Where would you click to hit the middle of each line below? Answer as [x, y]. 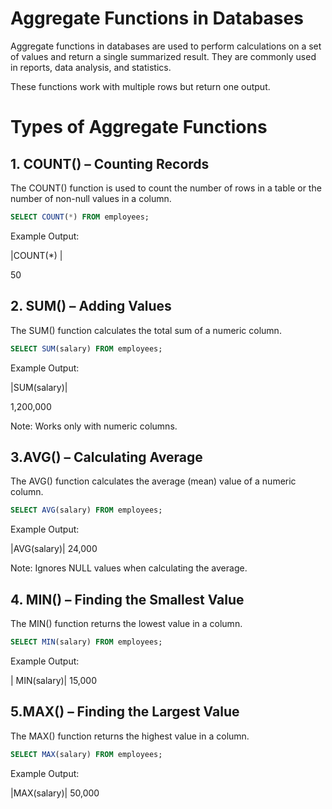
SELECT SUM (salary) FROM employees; [86, 348]
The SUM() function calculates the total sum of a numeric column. [146, 330]
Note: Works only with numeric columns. [94, 426]
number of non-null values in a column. [91, 198]
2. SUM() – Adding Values [91, 306]
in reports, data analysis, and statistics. [91, 67]
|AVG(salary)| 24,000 [54, 549]
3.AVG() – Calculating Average [106, 457]
